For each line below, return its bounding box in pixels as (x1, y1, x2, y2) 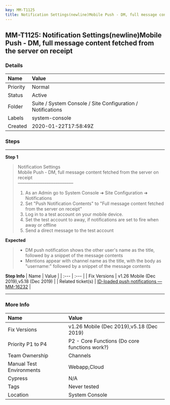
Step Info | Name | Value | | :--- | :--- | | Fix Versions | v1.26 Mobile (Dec (5, 273, 156, 279)
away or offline (25, 222, 57, 228)
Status (8, 92, 23, 99)
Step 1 (5, 154, 19, 160)
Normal (32, 84, 50, 91)
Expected (5, 237, 26, 244)
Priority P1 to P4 (8, 340, 47, 347)
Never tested (68, 383, 100, 390)
